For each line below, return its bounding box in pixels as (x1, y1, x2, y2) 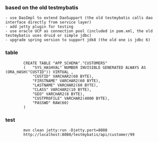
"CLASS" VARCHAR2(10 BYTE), (32, 87, 92, 92)
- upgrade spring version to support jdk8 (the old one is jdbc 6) (5, 37, 151, 43)
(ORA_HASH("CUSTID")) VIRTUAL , (5, 69, 73, 75)
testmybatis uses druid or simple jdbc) (5, 33, 92, 38)
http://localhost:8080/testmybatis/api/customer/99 (23, 132, 135, 137)
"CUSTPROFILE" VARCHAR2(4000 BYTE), (32, 96, 110, 101)
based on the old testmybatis (5, 4, 78, 11)
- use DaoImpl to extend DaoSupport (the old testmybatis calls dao (5, 16, 153, 21)
